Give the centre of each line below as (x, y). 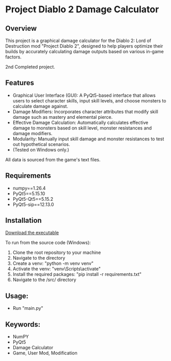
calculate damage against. (40, 106)
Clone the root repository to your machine (57, 252)
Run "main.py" (28, 308)
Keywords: (23, 324)
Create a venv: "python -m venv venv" (53, 263)
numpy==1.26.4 (29, 188)
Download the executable (32, 233)
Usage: (17, 296)
